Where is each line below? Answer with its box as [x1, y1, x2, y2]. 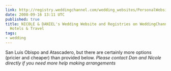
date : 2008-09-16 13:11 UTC [5, 12, 65, 17]
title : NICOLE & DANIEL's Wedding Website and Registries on [5, 21, 138, 27]
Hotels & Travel [10, 26, 44, 31]
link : [5, 7, 17, 13]
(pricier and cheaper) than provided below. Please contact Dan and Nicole [5, 54, 161, 60]
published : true [5, 17, 40, 22]
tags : [5, 31, 17, 36]
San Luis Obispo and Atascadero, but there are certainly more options [5, 49, 152, 55]
